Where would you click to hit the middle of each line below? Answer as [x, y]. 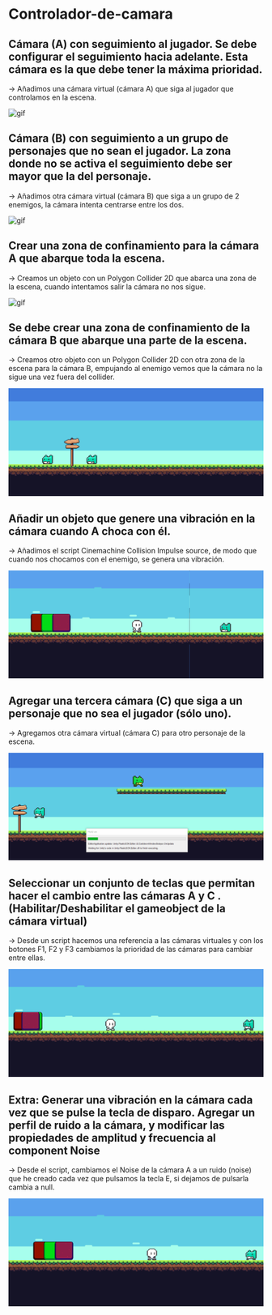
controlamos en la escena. [53, 97]
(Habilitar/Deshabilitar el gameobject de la [117, 908]
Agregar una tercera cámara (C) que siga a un [125, 700]
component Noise [54, 1150]
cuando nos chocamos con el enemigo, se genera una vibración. [117, 559]
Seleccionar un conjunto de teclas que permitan [132, 883]
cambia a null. [32, 1187]
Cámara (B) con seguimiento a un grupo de [119, 139]
